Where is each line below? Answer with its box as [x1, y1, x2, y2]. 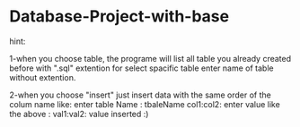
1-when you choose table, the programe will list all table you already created [9, 53, 292, 63]
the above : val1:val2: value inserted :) [9, 108, 149, 119]
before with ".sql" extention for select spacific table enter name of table [9, 63, 274, 73]
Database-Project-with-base [9, 6, 230, 27]
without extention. [9, 72, 76, 82]
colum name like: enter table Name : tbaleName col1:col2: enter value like [9, 98, 280, 109]
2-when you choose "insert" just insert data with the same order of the [9, 89, 271, 100]
